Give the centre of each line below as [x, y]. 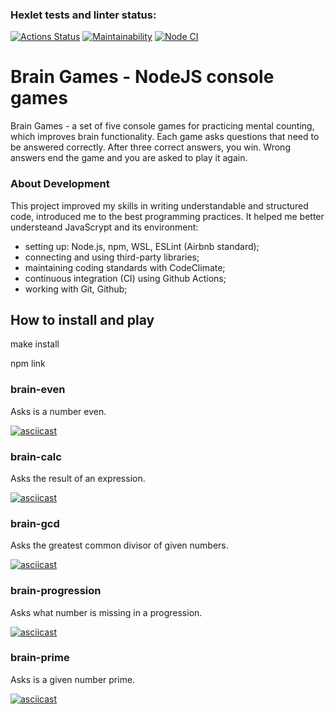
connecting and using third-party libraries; [112, 257]
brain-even [38, 390]
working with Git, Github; [76, 289]
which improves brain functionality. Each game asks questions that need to [165, 137]
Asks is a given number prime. [73, 679]
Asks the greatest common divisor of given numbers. [119, 545]
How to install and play [82, 319]
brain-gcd [35, 523]
